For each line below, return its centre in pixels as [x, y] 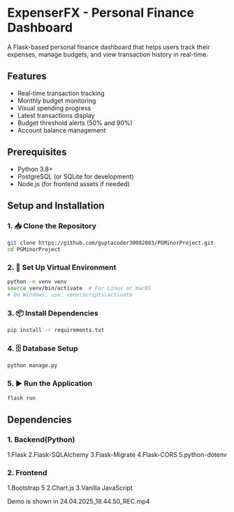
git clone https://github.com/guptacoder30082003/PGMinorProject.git [111, 243]
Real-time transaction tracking [61, 93]
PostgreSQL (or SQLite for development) [75, 176]
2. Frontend [27, 473]
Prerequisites [37, 152]
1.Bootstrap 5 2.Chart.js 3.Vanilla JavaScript [70, 488]
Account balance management [61, 130]
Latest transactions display [56, 115]
